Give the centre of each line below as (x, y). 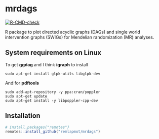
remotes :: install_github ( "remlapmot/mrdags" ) (53, 132)
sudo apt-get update (26, 96)
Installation (23, 116)
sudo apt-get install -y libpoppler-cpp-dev (52, 100)
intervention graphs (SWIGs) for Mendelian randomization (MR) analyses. (80, 37)
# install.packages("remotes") (37, 127)
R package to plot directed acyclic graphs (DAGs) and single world (73, 32)
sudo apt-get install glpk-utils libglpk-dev (53, 74)
